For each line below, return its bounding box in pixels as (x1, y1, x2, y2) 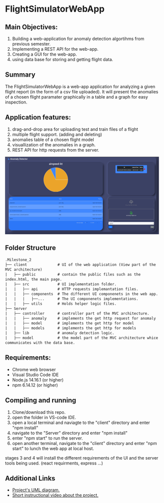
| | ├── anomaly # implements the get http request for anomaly (5, 316, 156, 321)
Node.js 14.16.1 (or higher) (12, 377, 64, 382)
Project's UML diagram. (12, 487, 60, 493)
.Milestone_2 (5, 257, 32, 262)
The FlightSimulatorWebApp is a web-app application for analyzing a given (5, 83, 155, 89)
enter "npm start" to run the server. (12, 435, 83, 441)
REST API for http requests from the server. (12, 147, 100, 153)
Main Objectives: (5, 23, 58, 31)
